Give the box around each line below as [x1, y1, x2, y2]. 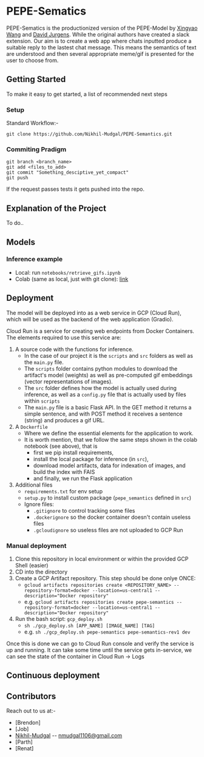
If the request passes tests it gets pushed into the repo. [6, 185, 144, 193]
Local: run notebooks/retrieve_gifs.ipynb [15, 269, 121, 276]
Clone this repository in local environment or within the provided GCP [15, 555, 189, 563]
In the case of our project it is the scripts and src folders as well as [24, 352, 193, 359]
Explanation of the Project [6, 203, 106, 213]
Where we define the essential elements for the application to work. [24, 430, 194, 437]
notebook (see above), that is [24, 442, 98, 450]
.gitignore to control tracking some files [33, 507, 135, 514]
